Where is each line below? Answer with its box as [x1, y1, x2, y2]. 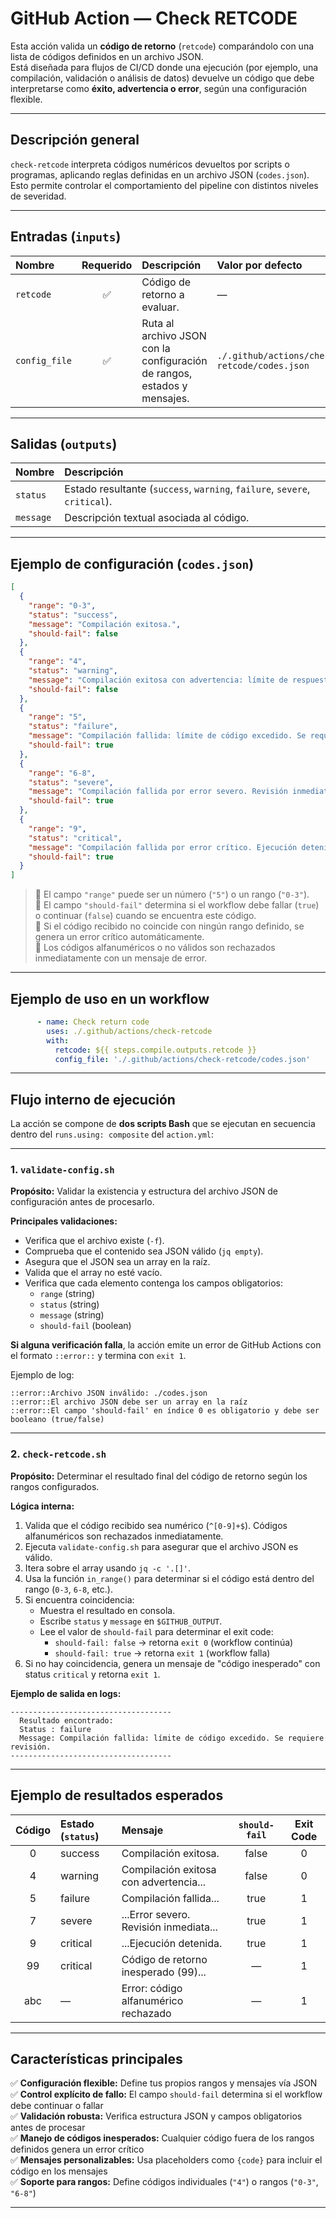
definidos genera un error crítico [10, 2143, 145, 2156]
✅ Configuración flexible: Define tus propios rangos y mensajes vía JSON [10, 2077, 318, 2089]
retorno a [141, 287, 185, 301]
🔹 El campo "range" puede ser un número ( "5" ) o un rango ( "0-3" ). [34, 888, 310, 901]
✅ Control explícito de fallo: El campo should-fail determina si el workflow [10, 2088, 323, 2101]
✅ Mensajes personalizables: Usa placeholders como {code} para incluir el [10, 2154, 323, 2166]
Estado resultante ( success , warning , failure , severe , [64, 482, 311, 496]
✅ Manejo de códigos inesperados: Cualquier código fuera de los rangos [10, 2132, 315, 2144]
